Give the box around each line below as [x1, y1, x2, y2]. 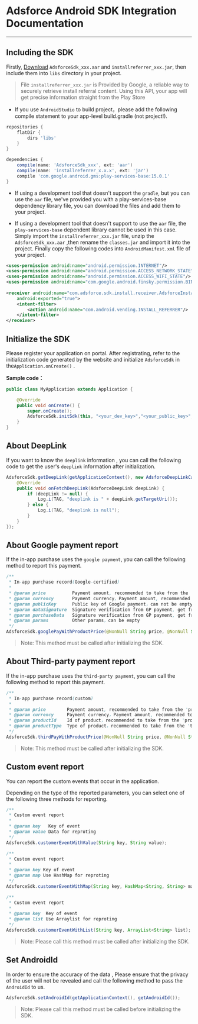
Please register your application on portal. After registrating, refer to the [6, 349, 180, 356]
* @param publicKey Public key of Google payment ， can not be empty [8, 601, 193, 607]
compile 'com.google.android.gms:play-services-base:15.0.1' [16, 173, 170, 179]
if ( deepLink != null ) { [27, 491, 88, 497]
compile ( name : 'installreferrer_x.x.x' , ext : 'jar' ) [16, 168, 149, 173]
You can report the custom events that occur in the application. [6, 777, 159, 785]
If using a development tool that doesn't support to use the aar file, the [14, 220, 187, 227]
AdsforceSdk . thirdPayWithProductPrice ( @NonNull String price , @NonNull [6, 734, 186, 740]
